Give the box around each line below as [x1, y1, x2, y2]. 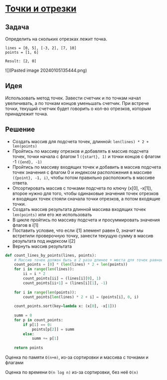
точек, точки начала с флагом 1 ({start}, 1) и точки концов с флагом [12, 153, 161, 159]
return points [14, 345, 43, 351]
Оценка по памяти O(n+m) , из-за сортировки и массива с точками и [5, 354, 149, 360]
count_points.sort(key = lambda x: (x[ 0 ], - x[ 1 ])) [14, 304, 117, 309]
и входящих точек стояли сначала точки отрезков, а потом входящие [12, 195, 161, 201]
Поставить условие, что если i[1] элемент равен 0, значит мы [12, 227, 144, 233]
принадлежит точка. [5, 110, 48, 117]
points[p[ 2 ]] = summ [31, 327, 75, 332]
